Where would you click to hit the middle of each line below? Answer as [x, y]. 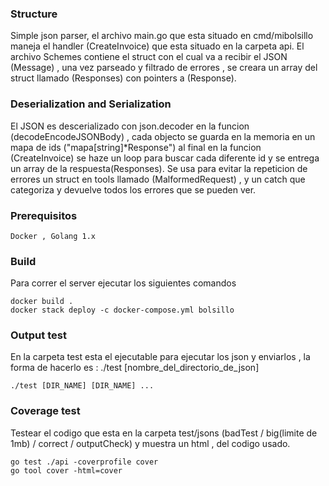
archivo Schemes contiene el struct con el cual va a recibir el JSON [149, 57]
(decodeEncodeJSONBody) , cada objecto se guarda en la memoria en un [163, 136]
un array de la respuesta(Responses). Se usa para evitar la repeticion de [159, 168]
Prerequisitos [44, 215]
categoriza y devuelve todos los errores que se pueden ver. [133, 189]
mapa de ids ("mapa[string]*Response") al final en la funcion [136, 147]
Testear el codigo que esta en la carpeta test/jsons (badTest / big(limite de [164, 433]
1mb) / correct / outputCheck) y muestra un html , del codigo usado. [150, 443]
